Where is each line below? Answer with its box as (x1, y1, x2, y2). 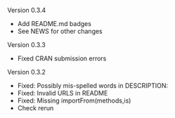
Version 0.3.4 (7, 6, 46, 14)
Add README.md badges (17, 20, 91, 27)
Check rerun (17, 104, 54, 112)
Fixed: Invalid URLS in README (17, 89, 108, 97)
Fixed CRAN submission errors (17, 54, 107, 63)
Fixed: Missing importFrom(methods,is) (17, 96, 131, 105)
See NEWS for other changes (17, 27, 103, 35)
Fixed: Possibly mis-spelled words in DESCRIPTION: (17, 81, 169, 90)
